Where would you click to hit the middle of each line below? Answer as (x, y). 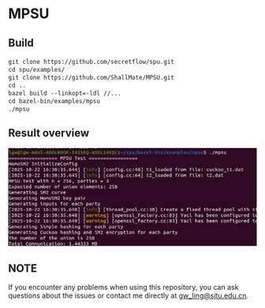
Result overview (49, 134)
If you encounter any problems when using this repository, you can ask (123, 288)
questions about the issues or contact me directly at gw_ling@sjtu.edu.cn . (129, 295)
